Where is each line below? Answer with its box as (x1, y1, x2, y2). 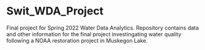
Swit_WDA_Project (6, 4, 104, 18)
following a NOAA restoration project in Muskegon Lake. (6, 37, 148, 44)
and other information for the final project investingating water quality (6, 30, 182, 37)
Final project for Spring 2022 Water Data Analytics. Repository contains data (6, 24, 199, 31)
